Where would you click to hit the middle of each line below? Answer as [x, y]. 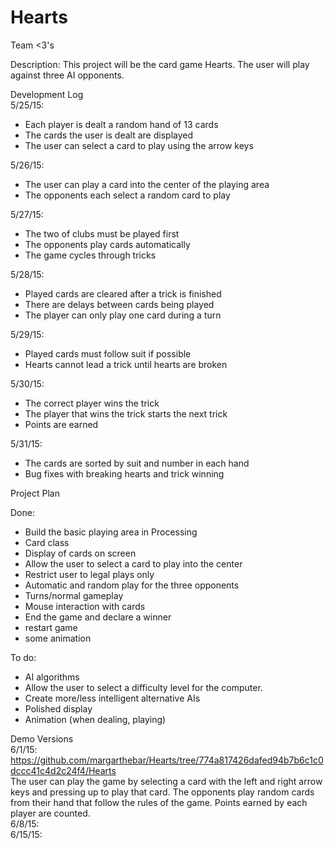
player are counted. [50, 813]
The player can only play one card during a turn [123, 315]
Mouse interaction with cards [85, 606]
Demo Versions [42, 738]
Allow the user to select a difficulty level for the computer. [143, 687]
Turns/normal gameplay [74, 595]
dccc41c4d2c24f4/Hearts [63, 770]
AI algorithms [52, 677]
